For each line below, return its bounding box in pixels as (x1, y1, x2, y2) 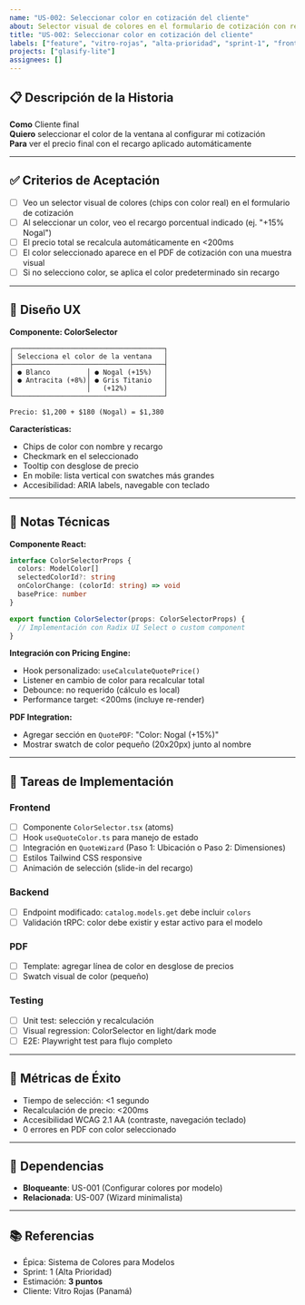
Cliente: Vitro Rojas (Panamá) (22, 1286, 133, 1297)
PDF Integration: (9, 711, 73, 722)
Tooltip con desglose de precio (22, 460, 139, 471)
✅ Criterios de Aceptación (9, 173, 161, 189)
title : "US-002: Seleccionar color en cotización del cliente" (9, 30, 254, 39)
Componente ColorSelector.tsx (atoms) (22, 822, 174, 833)
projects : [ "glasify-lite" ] (9, 47, 116, 56)
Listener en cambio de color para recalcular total (22, 675, 205, 686)
